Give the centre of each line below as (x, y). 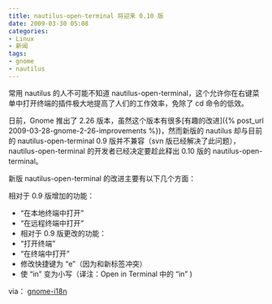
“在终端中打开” (45, 254)
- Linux (22, 39)
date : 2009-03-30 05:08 (49, 24)
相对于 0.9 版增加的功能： (52, 195)
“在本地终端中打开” (52, 213)
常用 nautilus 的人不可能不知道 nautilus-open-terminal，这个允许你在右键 (131, 93)
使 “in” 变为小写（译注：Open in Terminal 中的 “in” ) (106, 274)
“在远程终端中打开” (52, 223)
